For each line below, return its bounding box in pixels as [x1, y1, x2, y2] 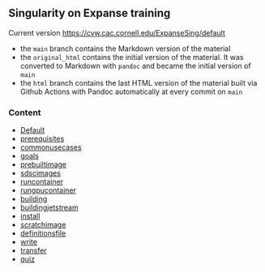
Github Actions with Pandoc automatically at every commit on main [19, 87, 243, 96]
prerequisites [19, 134, 65, 144]
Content [8, 107, 42, 118]
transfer [19, 246, 47, 256]
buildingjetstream [19, 202, 79, 213]
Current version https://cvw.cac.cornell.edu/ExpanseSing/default [8, 28, 225, 37]
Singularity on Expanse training [8, 6, 171, 20]
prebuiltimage [19, 159, 67, 169]
